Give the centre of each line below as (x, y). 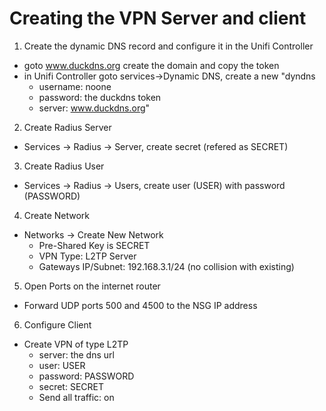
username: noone (75, 86)
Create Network (57, 215)
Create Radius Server (67, 127)
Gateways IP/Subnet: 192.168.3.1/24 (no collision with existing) (166, 266)
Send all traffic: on (76, 397)
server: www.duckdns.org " (94, 108)
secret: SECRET (71, 386)
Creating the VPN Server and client (158, 18)
